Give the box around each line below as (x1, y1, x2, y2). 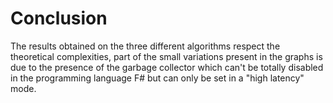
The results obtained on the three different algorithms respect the (10, 40, 281, 52)
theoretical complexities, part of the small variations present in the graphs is (10, 50, 323, 62)
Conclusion (10, 7, 108, 30)
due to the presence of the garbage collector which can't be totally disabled (10, 61, 324, 73)
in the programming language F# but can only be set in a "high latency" (10, 72, 305, 84)
